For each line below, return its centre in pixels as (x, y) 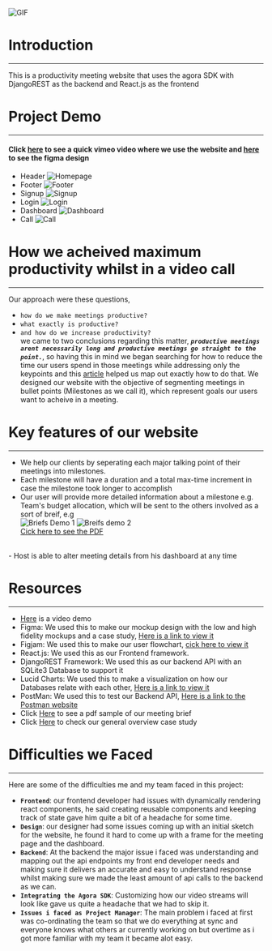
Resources (45, 589)
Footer (31, 185)
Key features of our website (104, 433)
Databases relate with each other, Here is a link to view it (115, 687)
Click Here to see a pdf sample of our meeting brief (106, 713)
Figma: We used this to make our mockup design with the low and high (138, 627)
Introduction (51, 45)
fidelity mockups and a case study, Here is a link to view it (117, 636)
